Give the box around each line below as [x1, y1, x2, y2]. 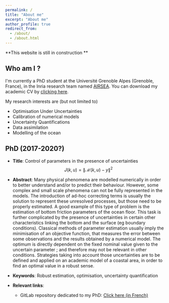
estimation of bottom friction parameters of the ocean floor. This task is [12, 209, 161, 215]
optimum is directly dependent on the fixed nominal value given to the [12, 241, 158, 247]
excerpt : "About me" [5, 17, 49, 22]
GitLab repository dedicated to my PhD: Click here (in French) [20, 292, 148, 298]
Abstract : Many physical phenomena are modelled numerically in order [12, 177, 161, 183]
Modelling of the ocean [12, 130, 61, 136]
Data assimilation [12, 124, 48, 130]
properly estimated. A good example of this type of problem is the [12, 204, 150, 210]
